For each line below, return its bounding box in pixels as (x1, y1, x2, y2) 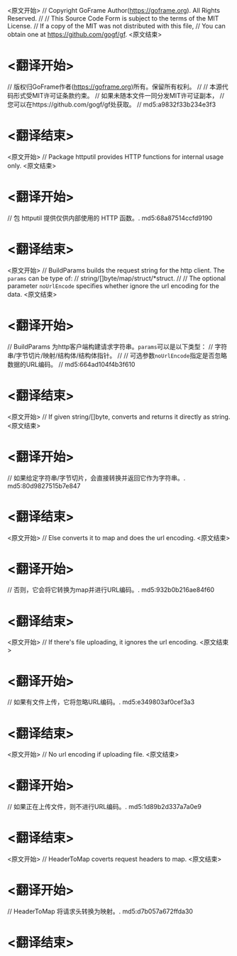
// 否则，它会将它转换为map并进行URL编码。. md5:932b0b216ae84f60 (7, 586, 215, 594)
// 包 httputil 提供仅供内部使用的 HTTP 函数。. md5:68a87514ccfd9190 (7, 214, 213, 222)
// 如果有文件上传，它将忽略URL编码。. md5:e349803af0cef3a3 (7, 698, 195, 706)
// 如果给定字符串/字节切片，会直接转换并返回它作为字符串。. (7, 473, 186, 482)
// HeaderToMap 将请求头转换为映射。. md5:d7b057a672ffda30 (7, 907, 194, 916)
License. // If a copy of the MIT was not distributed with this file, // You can (7, 22, 226, 30)
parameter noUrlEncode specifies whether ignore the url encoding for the (7, 281, 220, 290)
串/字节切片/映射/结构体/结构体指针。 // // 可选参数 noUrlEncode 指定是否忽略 (7, 351, 227, 360)
